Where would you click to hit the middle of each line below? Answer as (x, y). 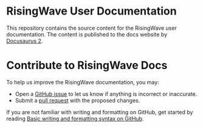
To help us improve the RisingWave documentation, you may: (83, 82)
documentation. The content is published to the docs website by (87, 34)
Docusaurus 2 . (25, 41)
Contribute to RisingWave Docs (87, 66)
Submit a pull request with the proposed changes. (77, 100)
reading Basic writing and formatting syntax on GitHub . (75, 118)
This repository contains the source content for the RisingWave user (92, 28)
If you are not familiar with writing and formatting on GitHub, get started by (100, 112)
